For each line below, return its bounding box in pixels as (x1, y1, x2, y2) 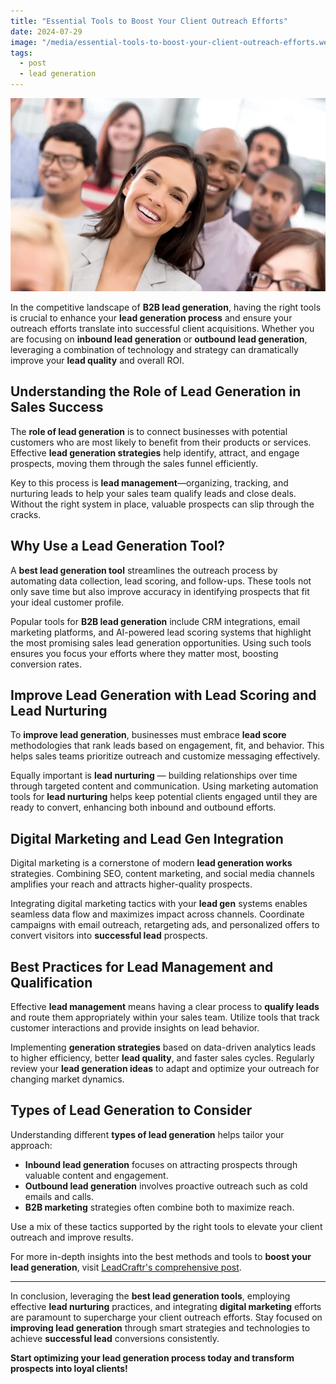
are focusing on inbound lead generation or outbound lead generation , (10, 333, 308, 345)
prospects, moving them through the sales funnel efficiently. (10, 457, 259, 469)
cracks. (10, 508, 42, 520)
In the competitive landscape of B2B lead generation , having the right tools (10, 301, 322, 313)
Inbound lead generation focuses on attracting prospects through (24, 1158, 298, 1170)
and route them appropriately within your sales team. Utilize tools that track (10, 1011, 320, 1023)
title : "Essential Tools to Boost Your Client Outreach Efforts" (10, 16, 288, 26)
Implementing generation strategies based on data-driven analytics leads (10, 1041, 317, 1053)
